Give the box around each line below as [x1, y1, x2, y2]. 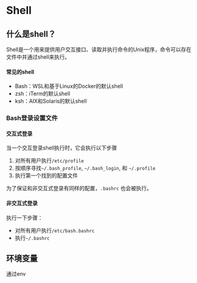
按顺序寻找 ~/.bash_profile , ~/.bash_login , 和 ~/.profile [14, 165, 156, 172]
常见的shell [6, 68, 35, 75]
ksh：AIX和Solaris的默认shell [14, 98, 87, 105]
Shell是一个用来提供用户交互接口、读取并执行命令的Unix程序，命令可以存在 [6, 46, 192, 53]
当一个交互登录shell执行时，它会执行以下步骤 [6, 144, 118, 151]
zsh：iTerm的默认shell [14, 90, 70, 98]
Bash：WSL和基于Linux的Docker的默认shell [14, 83, 124, 90]
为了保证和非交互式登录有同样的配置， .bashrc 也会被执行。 [6, 185, 152, 192]
